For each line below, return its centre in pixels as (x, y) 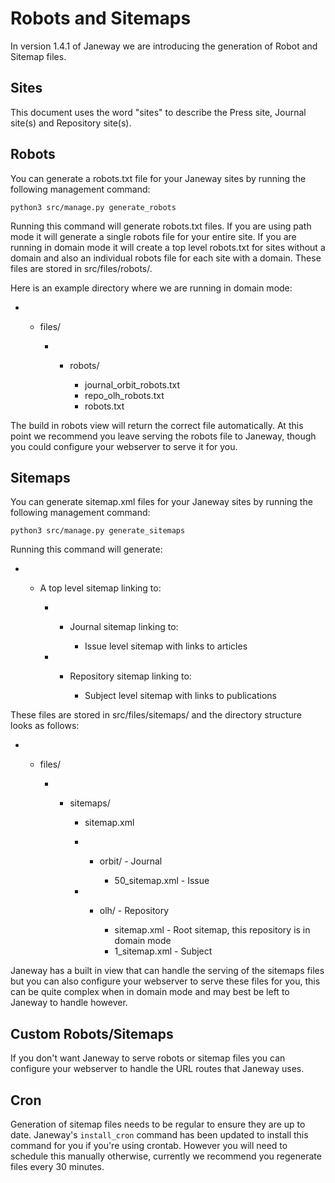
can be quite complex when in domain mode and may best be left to (150, 992)
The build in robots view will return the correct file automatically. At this (157, 425)
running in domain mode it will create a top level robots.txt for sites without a (168, 247)
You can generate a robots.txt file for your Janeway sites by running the (158, 178)
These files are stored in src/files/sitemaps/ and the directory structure (156, 715)
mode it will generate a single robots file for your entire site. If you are (153, 236)
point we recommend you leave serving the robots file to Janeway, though (163, 436)
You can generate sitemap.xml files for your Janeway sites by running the (161, 502)
